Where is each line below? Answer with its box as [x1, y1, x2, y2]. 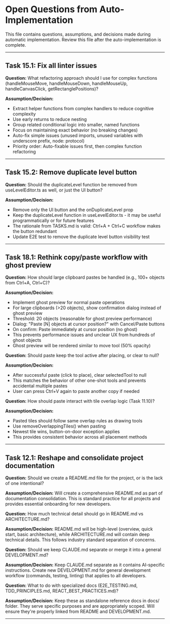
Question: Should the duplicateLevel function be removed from [5, 181, 138, 187]
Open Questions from [5, 4, 98, 15]
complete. [5, 42, 26, 48]
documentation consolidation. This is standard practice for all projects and [5, 496, 160, 502]
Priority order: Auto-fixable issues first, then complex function [12, 143, 142, 149]
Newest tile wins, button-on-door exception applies [12, 429, 120, 435]
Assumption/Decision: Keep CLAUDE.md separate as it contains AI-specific [5, 562, 165, 568]
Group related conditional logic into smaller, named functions [12, 121, 140, 127]
